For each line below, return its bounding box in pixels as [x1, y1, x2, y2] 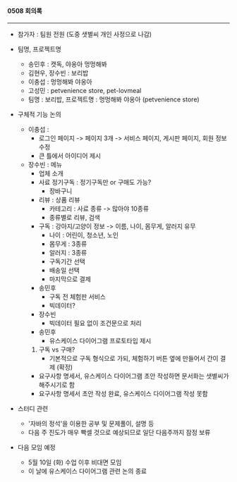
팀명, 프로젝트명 [17, 45, 61, 54]
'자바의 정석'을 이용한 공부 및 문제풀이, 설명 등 [28, 419, 154, 428]
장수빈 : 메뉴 [28, 161, 62, 169]
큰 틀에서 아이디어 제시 [38, 152, 102, 160]
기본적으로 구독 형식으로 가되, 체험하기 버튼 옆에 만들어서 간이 [49, 354, 219, 363]
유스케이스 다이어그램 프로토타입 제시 [49, 337, 152, 345]
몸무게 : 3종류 [49, 240, 87, 248]
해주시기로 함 [38, 381, 75, 389]
